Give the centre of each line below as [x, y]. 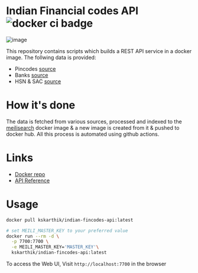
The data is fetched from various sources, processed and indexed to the [94, 121]
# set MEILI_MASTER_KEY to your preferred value [67, 231]
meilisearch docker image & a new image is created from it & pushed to [93, 127]
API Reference [32, 180]
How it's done [41, 105]
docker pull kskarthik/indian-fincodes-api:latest [70, 220]
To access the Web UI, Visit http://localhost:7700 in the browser [86, 264]
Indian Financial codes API [72, 11]
